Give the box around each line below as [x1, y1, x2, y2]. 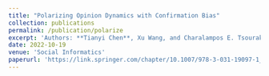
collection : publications [8, 19, 94, 27]
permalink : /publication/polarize [8, 26, 124, 34]
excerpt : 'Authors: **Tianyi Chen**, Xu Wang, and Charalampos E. [8, 33, 235, 42]
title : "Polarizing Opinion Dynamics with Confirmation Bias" [8, 11, 220, 20]
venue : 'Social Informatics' [8, 48, 106, 56]
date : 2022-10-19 [8, 41, 66, 49]
